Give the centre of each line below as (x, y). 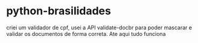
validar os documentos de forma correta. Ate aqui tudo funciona (86, 33)
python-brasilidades (59, 11)
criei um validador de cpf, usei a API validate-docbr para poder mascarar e (99, 27)
